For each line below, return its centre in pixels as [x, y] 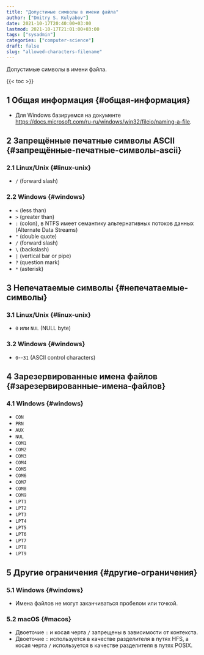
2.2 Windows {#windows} [46, 197]
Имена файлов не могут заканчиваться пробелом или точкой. [97, 603]
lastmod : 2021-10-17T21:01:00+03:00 [53, 29]
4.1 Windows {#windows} [45, 403]
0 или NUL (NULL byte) [43, 328]
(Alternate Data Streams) [46, 229]
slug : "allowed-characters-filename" [54, 52]
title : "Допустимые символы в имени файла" [63, 12]
